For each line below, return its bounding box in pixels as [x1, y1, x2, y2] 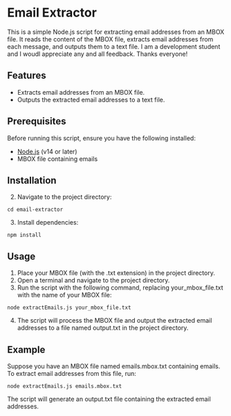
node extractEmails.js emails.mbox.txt [7, 383, 122, 390]
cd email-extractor [7, 206, 64, 214]
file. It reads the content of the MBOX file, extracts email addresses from [7, 35, 214, 43]
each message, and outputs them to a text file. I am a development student [7, 42, 221, 50]
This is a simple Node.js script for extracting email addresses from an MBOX [7, 28, 225, 36]
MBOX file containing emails [17, 154, 98, 163]
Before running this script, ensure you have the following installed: [7, 133, 196, 142]
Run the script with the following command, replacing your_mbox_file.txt [17, 283, 223, 292]
